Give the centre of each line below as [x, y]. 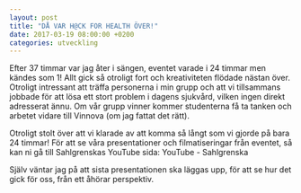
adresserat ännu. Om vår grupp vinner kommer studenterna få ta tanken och [150, 106]
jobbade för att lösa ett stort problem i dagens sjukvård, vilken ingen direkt [147, 97]
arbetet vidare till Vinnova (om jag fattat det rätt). [100, 116]
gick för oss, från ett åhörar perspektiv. [82, 180]
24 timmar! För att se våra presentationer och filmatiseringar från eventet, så [151, 143]
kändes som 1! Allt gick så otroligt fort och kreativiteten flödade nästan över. [150, 78]
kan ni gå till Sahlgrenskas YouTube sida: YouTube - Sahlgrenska [129, 153]
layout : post [34, 18]
